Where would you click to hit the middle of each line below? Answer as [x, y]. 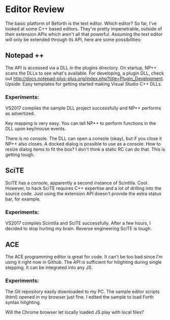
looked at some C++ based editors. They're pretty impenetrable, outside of [84, 28]
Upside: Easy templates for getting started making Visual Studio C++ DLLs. [84, 84]
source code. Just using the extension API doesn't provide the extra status [83, 193]
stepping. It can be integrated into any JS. [49, 267]
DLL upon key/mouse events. [36, 129]
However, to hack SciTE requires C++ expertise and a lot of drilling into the [83, 188]
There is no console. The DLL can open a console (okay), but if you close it [84, 138]
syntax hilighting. [23, 302]
